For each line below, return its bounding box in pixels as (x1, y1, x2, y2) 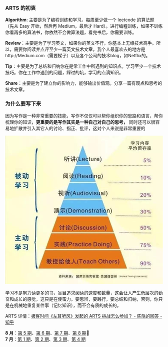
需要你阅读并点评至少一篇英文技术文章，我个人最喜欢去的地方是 (13, 46, 145, 52)
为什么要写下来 (5, 100, 41, 107)
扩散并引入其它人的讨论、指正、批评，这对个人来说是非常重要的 (13, 125, 145, 131)
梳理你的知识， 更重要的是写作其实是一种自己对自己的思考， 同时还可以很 (5, 119, 155, 125)
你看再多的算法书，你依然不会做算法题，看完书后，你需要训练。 (5, 29, 136, 36)
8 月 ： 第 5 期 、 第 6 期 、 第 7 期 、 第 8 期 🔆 (5, 330, 89, 336)
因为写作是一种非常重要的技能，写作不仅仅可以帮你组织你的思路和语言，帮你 (5, 112, 163, 119)
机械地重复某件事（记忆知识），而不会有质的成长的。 (13, 302, 121, 308)
